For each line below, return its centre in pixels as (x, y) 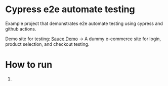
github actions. (21, 28)
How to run (29, 65)
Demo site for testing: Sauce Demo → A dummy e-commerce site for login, (83, 39)
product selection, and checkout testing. (47, 44)
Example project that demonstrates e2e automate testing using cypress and (84, 23)
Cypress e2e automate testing (70, 9)
